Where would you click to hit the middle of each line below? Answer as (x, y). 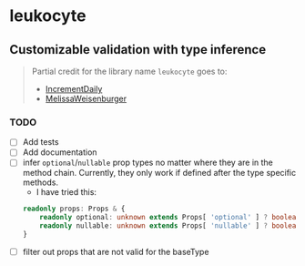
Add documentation (60, 152)
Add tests (41, 142)
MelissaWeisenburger (86, 98)
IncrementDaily (74, 89)
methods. (41, 182)
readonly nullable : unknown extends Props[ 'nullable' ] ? (154, 226)
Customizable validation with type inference (138, 50)
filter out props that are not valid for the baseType (116, 251)
